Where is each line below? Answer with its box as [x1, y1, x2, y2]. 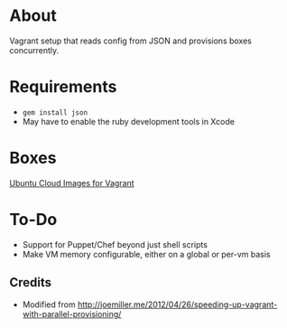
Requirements [9, 77, 117, 98]
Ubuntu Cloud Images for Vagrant [9, 177, 134, 188]
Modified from [22, 299, 76, 310]
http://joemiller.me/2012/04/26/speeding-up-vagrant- [77, 299, 278, 310]
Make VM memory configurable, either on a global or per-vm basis [22, 248, 271, 259]
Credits [9, 275, 52, 290]
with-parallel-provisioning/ [22, 308, 122, 319]
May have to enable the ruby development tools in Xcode [22, 116, 235, 127]
